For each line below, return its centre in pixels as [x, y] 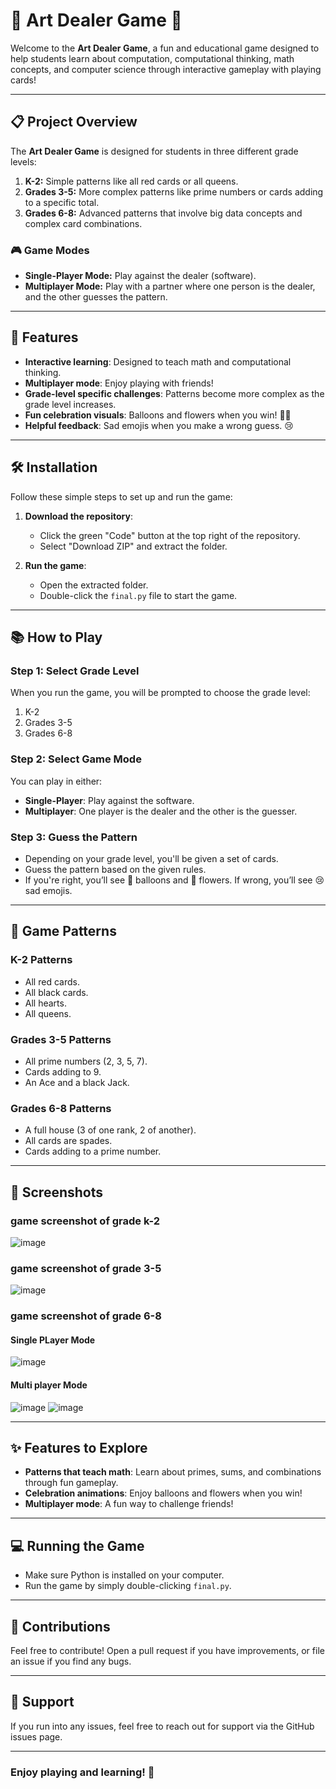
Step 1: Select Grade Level [75, 671]
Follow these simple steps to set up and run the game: [121, 496]
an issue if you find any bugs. [71, 1661]
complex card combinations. [83, 223]
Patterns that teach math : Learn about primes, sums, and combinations [173, 1472]
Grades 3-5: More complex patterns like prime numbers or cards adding [174, 191]
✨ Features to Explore [79, 1447]
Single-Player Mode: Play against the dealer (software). [140, 276]
